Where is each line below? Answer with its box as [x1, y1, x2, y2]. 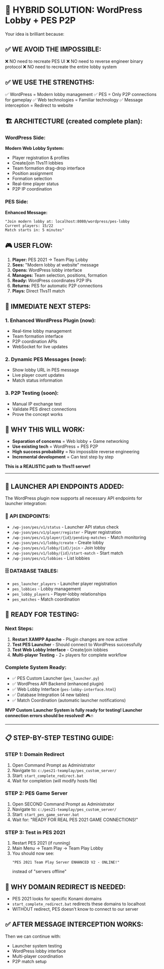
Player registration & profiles [12, 155, 70, 161]
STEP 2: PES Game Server [5, 790, 68, 797]
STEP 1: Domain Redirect [5, 751, 64, 758]
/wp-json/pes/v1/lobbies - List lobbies [12, 555, 90, 561]
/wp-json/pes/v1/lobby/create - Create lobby [12, 539, 104, 545]
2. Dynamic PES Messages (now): [5, 356, 87, 363]
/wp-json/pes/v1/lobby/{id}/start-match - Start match [12, 550, 123, 556]
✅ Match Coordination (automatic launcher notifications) [12, 697, 126, 703]
